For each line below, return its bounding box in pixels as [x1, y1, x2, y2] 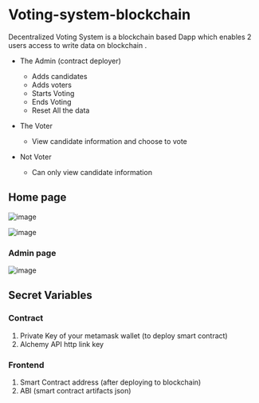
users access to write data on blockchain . [8, 40, 147, 50]
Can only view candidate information [31, 167, 153, 177]
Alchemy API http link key [19, 339, 104, 349]
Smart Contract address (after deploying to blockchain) [19, 377, 202, 387]
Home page [8, 190, 67, 205]
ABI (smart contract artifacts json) [19, 386, 131, 396]
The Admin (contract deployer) [19, 56, 122, 66]
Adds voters [31, 80, 72, 90]
